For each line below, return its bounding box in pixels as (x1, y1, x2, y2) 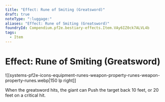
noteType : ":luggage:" (5, 16, 52, 21)
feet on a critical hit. (5, 92, 46, 98)
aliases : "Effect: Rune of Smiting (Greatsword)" (5, 21, 110, 26)
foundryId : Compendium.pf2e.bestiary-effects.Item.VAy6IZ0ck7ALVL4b (5, 26, 150, 31)
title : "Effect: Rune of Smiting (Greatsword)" (5, 7, 106, 12)
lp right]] (58, 77, 76, 83)
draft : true (5, 12, 30, 17)
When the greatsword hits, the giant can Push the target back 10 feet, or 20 (5, 87, 159, 93)
